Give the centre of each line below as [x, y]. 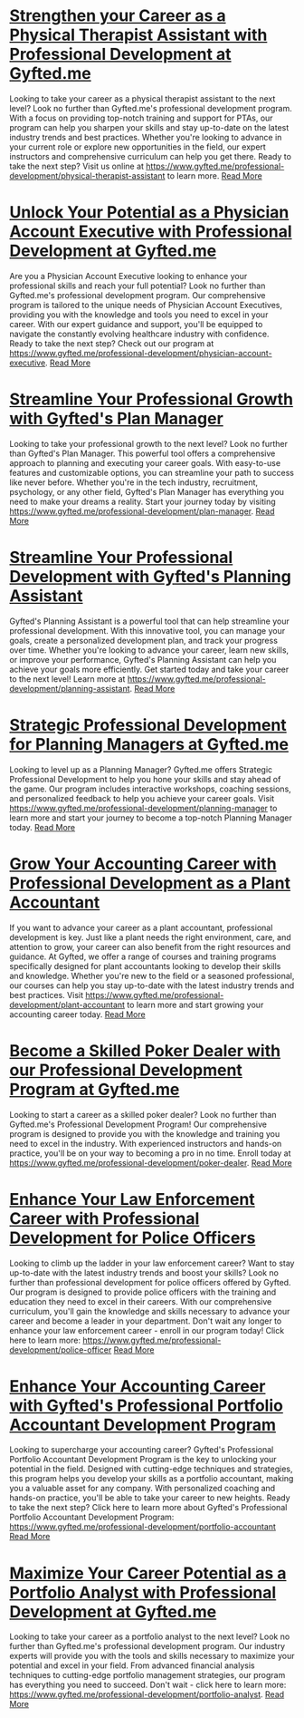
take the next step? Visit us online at [77, 166]
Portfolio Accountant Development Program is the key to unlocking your [143, 1460]
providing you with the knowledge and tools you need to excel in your [139, 315]
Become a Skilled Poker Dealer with [145, 1050]
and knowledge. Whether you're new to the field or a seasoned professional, [152, 975]
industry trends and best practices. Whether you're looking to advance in [146, 137]
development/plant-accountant [67, 1005]
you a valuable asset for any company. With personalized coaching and [142, 1489]
